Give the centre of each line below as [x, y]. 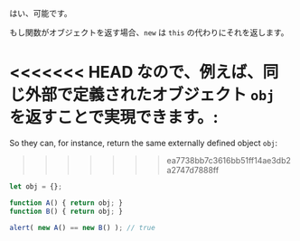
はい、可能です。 [41, 13]
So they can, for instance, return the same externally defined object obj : [144, 143]
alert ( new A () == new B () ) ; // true [82, 227]
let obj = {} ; [36, 186]
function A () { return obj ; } [66, 203]
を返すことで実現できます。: [114, 118]
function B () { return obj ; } [66, 211]
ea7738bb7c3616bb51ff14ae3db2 [229, 160]
